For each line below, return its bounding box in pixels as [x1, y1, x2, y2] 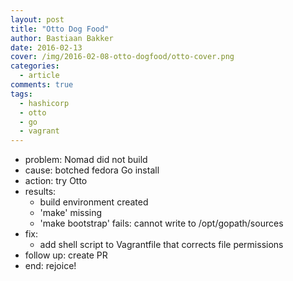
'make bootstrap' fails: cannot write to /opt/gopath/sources [39, 217, 284, 230]
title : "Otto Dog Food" [10, 24, 110, 34]
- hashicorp [19, 98, 70, 108]
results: [24, 186, 57, 198]
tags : [10, 89, 33, 99]
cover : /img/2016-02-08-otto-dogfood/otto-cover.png [10, 52, 235, 62]
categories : [10, 61, 60, 71]
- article [19, 71, 60, 81]
